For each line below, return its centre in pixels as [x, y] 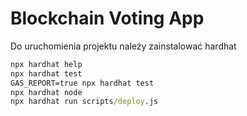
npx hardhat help [46, 64]
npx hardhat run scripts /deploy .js [84, 102]
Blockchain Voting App [107, 18]
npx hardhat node [46, 92]
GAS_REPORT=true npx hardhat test [82, 83]
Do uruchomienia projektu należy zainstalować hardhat [123, 46]
